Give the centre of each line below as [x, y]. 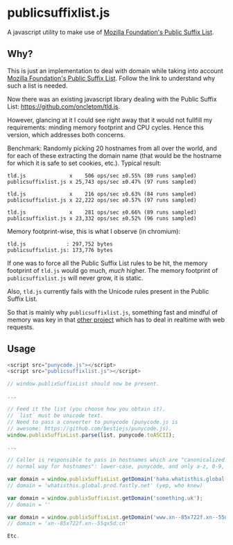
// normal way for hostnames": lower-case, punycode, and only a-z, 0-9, [116, 467]
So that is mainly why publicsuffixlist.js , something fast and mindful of [113, 312]
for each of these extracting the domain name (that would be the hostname [114, 155]
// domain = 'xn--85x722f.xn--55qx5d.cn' [68, 523]
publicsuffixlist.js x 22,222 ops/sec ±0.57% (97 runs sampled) [102, 200]
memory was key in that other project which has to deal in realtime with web [116, 319]
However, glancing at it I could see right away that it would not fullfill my [110, 120]
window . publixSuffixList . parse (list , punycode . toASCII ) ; [91, 435]
